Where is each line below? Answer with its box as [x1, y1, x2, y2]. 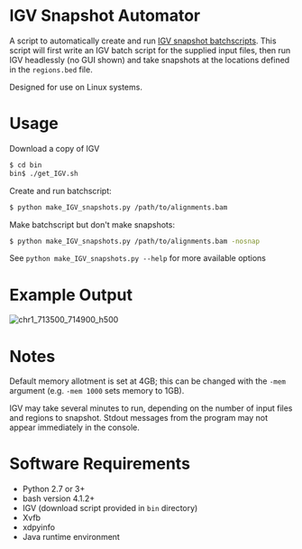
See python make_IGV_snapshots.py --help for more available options [9, 253, 266, 264]
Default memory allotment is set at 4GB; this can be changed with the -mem [9, 376, 287, 386]
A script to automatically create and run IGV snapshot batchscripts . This [9, 35, 277, 46]
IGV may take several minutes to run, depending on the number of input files [9, 403, 293, 414]
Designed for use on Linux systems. [9, 81, 142, 92]
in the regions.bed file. [9, 64, 93, 75]
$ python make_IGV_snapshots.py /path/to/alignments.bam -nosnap [9, 237, 260, 246]
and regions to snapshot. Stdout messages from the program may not [9, 413, 269, 423]
